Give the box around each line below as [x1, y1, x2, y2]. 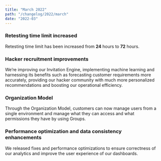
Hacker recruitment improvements [5, 56, 89, 62]
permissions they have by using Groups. [5, 116, 86, 122]
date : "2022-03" [5, 16, 38, 21]
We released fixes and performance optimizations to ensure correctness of [5, 145, 156, 151]
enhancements [5, 134, 42, 141]
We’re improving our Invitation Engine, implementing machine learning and [5, 66, 155, 72]
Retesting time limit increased [5, 32, 78, 39]
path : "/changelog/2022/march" [5, 12, 69, 17]
